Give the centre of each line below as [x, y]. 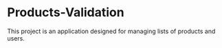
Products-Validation [66, 13]
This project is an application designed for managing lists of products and [111, 31]
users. [16, 38]
